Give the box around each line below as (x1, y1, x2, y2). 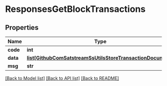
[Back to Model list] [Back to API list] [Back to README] (5, 76, 119, 81)
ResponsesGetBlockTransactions (5, 3, 146, 15)
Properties (5, 23, 39, 32)
